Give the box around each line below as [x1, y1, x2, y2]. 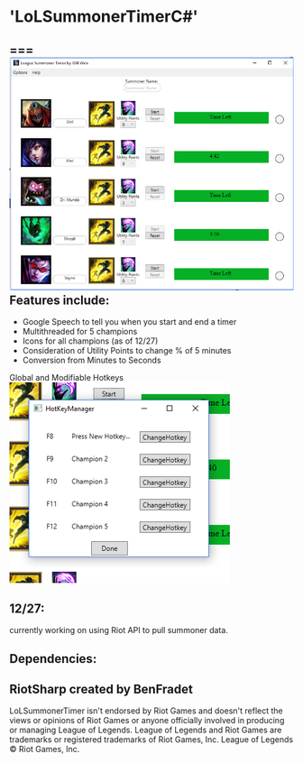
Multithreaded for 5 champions [22, 326, 138, 337]
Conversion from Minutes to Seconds [22, 354, 161, 366]
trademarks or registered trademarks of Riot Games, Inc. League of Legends [9, 734, 294, 745]
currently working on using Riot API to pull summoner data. [9, 625, 228, 636]
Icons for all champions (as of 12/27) [22, 336, 159, 346]
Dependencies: [9, 651, 97, 666]
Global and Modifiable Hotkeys [9, 372, 124, 383]
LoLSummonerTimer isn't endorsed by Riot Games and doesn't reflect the [9, 705, 283, 716]
